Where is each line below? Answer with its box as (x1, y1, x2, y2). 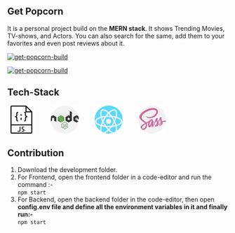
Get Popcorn (7, 6, 64, 17)
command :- (17, 181, 53, 189)
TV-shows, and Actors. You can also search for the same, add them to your (7, 31, 225, 40)
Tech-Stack (7, 87, 60, 99)
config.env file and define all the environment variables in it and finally (17, 203, 228, 211)
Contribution (7, 147, 65, 160)
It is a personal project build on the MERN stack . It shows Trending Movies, (7, 24, 225, 32)
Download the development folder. (17, 166, 118, 174)
